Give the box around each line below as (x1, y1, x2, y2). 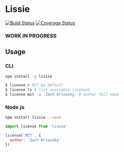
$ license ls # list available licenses (5, 87, 91, 92)
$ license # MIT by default (5, 83, 64, 88)
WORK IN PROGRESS (5, 32, 57, 39)
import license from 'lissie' (5, 124, 68, 129)
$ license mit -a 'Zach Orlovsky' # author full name (5, 92, 120, 97)
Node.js (5, 103, 25, 110)
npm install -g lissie (5, 74, 52, 79)
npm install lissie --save (5, 115, 61, 120)
